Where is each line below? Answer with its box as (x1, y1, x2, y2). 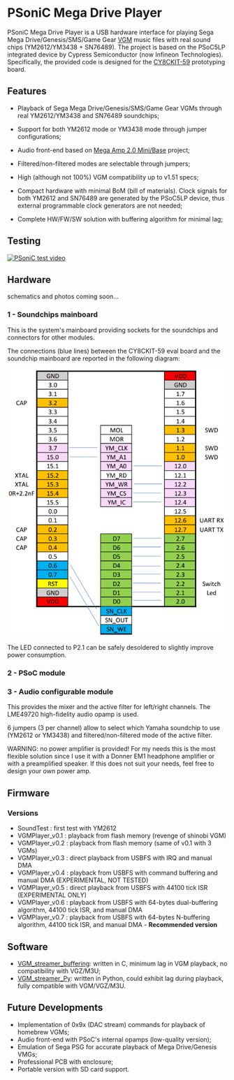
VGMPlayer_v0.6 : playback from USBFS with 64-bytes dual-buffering (17, 898, 219, 907)
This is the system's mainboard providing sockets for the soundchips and (7, 326, 219, 334)
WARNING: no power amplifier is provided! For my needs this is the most (7, 745, 216, 753)
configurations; (17, 132, 61, 140)
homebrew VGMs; (17, 1028, 70, 1036)
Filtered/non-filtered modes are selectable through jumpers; (17, 159, 191, 168)
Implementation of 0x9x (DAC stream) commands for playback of (17, 1020, 206, 1028)
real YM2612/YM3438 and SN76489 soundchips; (17, 111, 159, 119)
